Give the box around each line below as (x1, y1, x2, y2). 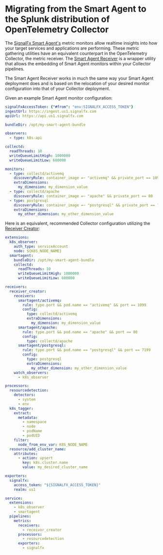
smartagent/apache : (17, 325, 57, 330)
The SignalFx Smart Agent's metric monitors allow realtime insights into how (5, 40, 158, 46)
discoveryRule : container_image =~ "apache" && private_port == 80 (14, 193, 153, 199)
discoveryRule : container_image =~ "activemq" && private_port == (14, 176, 151, 181)
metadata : (17, 415, 38, 420)
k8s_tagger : (9, 406, 34, 411)
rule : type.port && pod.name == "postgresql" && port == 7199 (22, 348, 151, 353)
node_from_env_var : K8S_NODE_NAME (17, 442, 88, 447)
